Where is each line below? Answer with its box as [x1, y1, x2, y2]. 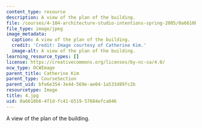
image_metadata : [6, 31, 47, 37]
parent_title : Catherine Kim [6, 70, 79, 76]
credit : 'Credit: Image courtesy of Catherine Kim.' [11, 43, 147, 49]
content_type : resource [6, 8, 66, 15]
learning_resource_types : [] [6, 53, 79, 59]
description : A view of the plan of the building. [6, 14, 136, 20]
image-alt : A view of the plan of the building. [11, 48, 136, 54]
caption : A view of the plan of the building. [11, 37, 130, 43]
